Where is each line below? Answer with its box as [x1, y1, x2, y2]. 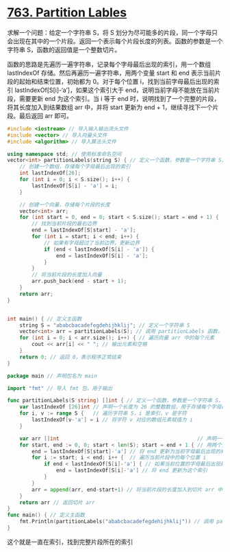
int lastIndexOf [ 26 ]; [19, 170, 81, 176]
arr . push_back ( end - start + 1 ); [31, 278, 127, 285]
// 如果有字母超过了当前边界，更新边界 [43, 239, 140, 246]
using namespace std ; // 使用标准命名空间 [7, 150, 122, 157]
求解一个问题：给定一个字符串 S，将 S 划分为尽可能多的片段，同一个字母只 [7, 28, 218, 36]
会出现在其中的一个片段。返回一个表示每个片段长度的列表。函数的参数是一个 [7, 36, 223, 45]
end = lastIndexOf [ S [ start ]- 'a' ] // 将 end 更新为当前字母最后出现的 [31, 448, 221, 455]
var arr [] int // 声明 [19, 435, 217, 442]
